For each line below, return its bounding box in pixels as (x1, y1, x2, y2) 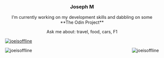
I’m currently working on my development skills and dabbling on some (11, 14, 153, 20)
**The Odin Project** (60, 19, 104, 25)
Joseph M (70, 3, 94, 10)
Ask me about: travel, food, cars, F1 (46, 29, 118, 35)
